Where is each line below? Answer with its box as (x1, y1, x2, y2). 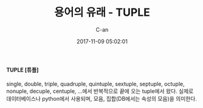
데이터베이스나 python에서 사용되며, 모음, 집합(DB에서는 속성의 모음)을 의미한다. (6, 95, 198, 102)
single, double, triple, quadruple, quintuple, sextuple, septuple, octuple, (6, 80, 185, 87)
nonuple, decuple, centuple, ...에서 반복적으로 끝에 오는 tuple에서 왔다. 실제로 (6, 87, 194, 95)
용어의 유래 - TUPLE (54, 5, 150, 19)
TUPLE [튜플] (6, 66, 39, 73)
